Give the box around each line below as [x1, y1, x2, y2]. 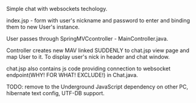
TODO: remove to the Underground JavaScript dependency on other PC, [6, 83, 189, 90]
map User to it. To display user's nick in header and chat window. [6, 53, 170, 60]
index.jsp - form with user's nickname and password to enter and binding [6, 17, 191, 24]
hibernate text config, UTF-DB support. [6, 90, 105, 96]
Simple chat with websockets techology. [6, 5, 108, 12]
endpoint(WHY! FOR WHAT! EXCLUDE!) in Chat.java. [6, 71, 138, 78]
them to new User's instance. [6, 24, 80, 30]
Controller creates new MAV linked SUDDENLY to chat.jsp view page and [6, 47, 190, 54]
